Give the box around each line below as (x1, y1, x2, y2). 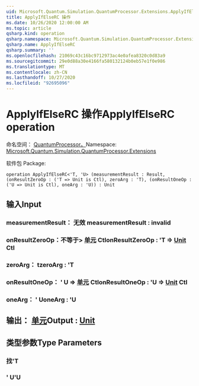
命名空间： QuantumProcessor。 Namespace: (6, 140, 117, 148)
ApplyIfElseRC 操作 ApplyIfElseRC (6, 108, 175, 121)
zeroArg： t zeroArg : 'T (6, 261, 74, 269)
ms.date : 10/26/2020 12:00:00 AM (6, 20, 89, 25)
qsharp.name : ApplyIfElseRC (6, 42, 76, 48)
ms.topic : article (6, 25, 52, 31)
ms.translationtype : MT (6, 63, 65, 70)
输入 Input (6, 200, 41, 210)
